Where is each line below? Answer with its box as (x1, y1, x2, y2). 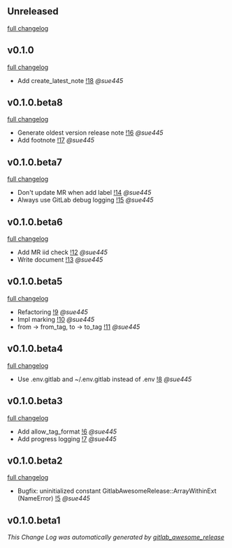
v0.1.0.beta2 (7, 454, 63, 466)
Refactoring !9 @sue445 (17, 307, 89, 316)
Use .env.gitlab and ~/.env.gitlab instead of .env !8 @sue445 (17, 375, 192, 383)
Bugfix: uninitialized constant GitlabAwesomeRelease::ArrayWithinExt (17, 487, 217, 495)
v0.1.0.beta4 (7, 343, 64, 355)
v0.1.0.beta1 (7, 514, 61, 526)
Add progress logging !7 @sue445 (17, 434, 117, 443)
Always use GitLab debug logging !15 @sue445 (17, 195, 154, 205)
